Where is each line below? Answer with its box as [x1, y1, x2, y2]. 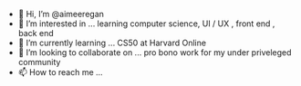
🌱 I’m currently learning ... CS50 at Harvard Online [17, 37, 207, 48]
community [17, 57, 61, 67]
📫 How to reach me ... [17, 67, 103, 77]
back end [17, 28, 54, 38]
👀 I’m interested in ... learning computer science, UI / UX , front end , [17, 18, 275, 29]
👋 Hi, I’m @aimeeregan [17, 9, 105, 19]
